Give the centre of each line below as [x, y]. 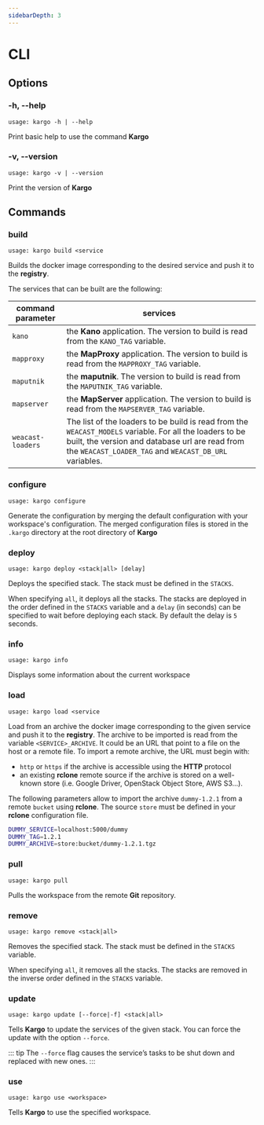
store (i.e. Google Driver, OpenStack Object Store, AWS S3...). [143, 783]
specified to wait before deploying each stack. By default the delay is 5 [123, 616]
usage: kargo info [38, 661]
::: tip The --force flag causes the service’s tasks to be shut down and [121, 1053]
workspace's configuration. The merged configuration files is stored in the [128, 524]
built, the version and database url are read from [156, 442]
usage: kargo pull [38, 881]
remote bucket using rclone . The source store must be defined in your [122, 807]
